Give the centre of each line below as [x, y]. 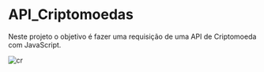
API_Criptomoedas [71, 15]
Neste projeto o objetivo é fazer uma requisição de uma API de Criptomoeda [132, 36]
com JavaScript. [35, 44]
